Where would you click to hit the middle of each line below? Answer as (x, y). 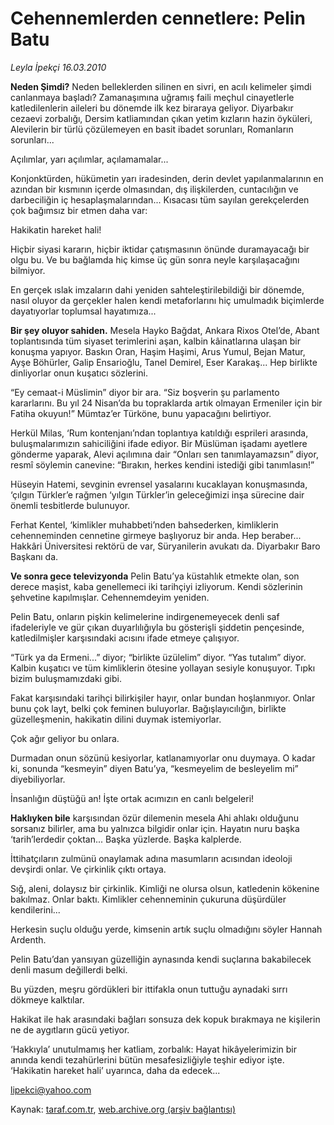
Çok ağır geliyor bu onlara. (65, 738)
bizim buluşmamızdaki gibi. (66, 678)
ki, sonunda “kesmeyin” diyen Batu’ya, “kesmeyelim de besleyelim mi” (154, 768)
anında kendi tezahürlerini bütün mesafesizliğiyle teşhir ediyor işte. (147, 1059)
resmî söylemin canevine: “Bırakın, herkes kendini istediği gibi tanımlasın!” (162, 464)
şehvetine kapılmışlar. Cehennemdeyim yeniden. (110, 597)
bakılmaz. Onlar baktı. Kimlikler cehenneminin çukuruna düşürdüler (148, 899)
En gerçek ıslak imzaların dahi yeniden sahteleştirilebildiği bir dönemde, (157, 289)
